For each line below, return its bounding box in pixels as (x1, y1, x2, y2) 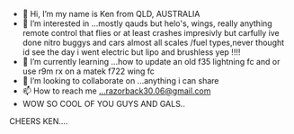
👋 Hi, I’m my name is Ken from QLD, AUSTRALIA (22, 9, 200, 19)
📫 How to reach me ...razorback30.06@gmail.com (22, 85, 211, 96)
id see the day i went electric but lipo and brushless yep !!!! (22, 47, 241, 58)
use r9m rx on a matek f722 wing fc (22, 66, 156, 76)
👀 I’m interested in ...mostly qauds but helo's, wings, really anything (22, 18, 272, 29)
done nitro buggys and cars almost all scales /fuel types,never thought (22, 37, 285, 48)
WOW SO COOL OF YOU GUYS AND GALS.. (22, 99, 186, 109)
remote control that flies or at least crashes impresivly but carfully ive (22, 28, 281, 38)
